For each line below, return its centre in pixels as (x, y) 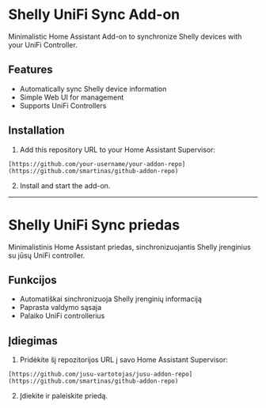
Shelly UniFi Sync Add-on (94, 15)
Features (30, 70)
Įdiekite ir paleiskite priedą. (64, 396)
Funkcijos (32, 280)
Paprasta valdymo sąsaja (61, 308)
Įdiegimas (33, 340)
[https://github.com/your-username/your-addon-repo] (97, 164)
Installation (36, 131)
